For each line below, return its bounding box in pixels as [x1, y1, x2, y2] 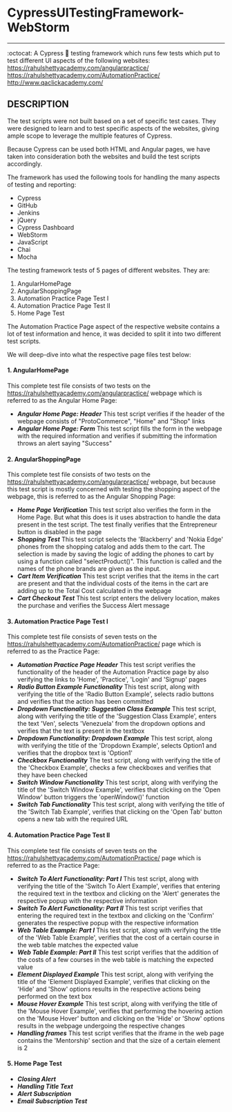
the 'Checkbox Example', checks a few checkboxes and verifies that [17, 763, 212, 772]
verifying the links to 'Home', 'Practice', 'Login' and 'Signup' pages [17, 675, 207, 684]
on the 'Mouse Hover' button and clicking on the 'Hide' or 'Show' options [17, 1014, 225, 1022]
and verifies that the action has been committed [17, 698, 154, 706]
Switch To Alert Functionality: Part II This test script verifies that [17, 904, 203, 912]
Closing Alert [17, 1075, 57, 1083]
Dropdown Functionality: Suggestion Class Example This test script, [17, 704, 216, 713]
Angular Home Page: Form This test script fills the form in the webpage [17, 424, 222, 432]
